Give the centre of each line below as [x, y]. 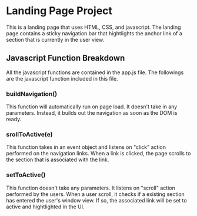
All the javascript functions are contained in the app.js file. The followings [95, 72]
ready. [14, 119]
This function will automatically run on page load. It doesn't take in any [92, 107]
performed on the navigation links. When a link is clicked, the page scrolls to [98, 154]
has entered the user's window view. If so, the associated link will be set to [96, 200]
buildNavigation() [32, 94]
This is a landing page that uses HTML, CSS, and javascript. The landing [94, 27]
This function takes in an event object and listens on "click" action [86, 147]
